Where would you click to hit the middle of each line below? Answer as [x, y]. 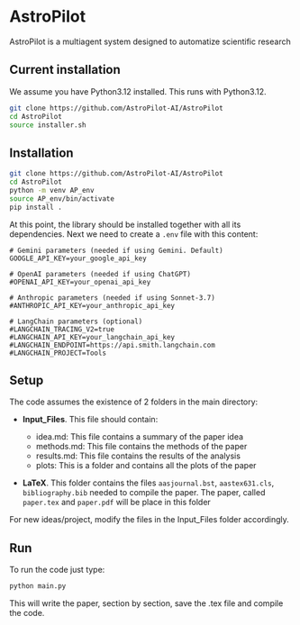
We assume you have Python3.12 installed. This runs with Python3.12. [138, 91]
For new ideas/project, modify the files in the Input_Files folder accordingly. [150, 520]
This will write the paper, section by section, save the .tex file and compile [146, 603]
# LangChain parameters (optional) [76, 322]
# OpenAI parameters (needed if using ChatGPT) [100, 274]
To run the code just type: [57, 570]
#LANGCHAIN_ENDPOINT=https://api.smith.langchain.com [113, 345]
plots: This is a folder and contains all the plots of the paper [146, 466]
